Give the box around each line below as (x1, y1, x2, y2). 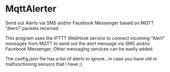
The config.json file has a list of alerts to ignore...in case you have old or (5, 55, 158, 61)
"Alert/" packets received (5, 25, 59, 31)
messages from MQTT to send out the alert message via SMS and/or (5, 40, 151, 46)
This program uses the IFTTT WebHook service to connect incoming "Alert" (5, 35, 165, 41)
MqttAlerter (5, 3, 57, 15)
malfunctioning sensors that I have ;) (5, 61, 83, 67)
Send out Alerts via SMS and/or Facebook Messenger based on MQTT (5, 20, 154, 26)
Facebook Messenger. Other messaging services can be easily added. (5, 46, 154, 52)
